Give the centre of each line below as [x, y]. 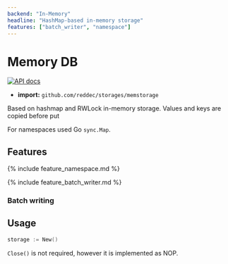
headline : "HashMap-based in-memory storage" [75, 20]
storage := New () [33, 239]
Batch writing [31, 201]
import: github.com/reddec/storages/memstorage [88, 95]
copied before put [34, 116]
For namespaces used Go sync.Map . [59, 130]
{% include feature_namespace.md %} [64, 169]
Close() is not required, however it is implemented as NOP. [93, 253]
